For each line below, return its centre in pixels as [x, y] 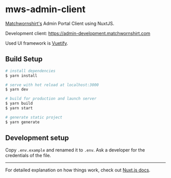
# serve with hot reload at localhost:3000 [52, 85]
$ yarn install [21, 76]
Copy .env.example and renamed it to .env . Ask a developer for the [75, 150]
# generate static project [34, 117]
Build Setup [24, 59]
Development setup [37, 138]
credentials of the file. [28, 156]
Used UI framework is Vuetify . [37, 43]
